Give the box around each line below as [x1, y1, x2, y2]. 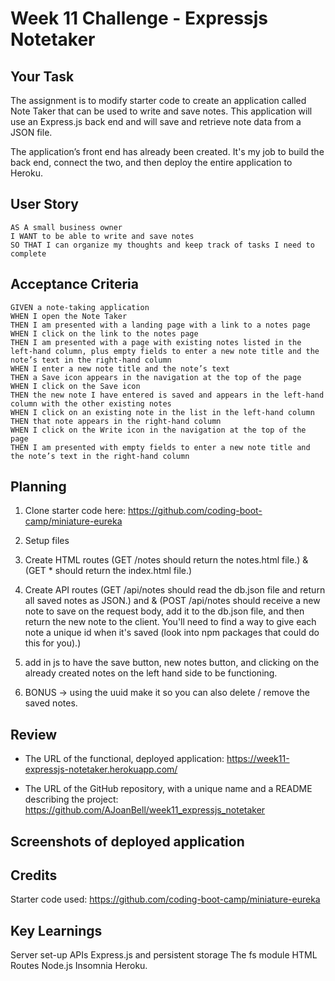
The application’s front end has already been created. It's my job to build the [10, 146, 325, 157]
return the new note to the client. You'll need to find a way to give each [24, 616, 317, 628]
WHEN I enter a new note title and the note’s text [10, 363, 230, 374]
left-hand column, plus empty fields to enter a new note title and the [10, 346, 320, 356]
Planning [10, 478, 67, 496]
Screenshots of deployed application [10, 833, 245, 850]
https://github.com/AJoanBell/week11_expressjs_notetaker [24, 804, 266, 816]
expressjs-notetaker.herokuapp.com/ [24, 763, 178, 776]
